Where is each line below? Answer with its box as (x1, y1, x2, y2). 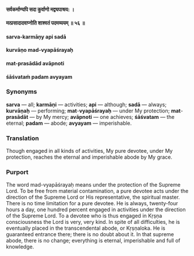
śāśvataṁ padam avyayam (6, 73, 73, 80)
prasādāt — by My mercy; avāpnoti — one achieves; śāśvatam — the (6, 113, 175, 120)
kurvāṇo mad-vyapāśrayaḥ (6, 47, 74, 54)
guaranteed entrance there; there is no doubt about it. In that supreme (6, 231, 174, 238)
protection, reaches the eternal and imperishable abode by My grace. (6, 153, 173, 161)
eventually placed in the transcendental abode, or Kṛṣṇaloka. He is (6, 225, 165, 232)
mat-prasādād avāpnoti (6, 59, 65, 66)
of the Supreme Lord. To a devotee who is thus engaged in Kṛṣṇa (6, 212, 163, 219)
